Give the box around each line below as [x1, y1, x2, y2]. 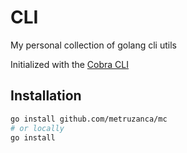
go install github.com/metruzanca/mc [10, 114, 168, 124]
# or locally [10, 123, 65, 133]
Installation [10, 87, 82, 105]
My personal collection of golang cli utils [10, 39, 177, 51]
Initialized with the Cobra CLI [10, 58, 130, 70]
